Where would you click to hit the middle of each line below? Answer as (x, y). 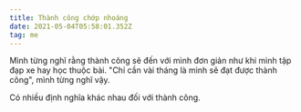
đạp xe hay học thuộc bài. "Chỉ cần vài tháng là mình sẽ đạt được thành (144, 70)
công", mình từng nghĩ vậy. (60, 80)
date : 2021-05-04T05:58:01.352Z (71, 26)
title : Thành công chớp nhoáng (69, 18)
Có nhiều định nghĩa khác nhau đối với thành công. (105, 97)
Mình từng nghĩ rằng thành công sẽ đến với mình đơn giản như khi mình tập (150, 61)
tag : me (24, 35)
